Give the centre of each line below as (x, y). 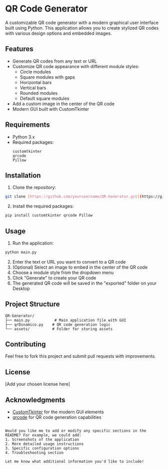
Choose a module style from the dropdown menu (63, 272)
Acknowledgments (35, 400)
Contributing (25, 344)
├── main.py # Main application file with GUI (66, 320)
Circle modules (35, 72)
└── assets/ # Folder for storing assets (59, 329)
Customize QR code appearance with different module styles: (76, 66)
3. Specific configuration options (42, 448)
